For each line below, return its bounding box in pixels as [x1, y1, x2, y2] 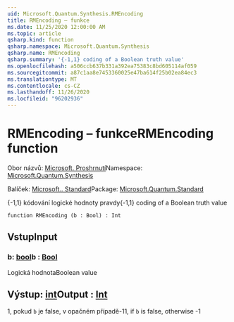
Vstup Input [7, 231, 58, 243]
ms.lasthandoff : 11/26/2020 [7, 89, 90, 96]
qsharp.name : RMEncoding [7, 50, 80, 57]
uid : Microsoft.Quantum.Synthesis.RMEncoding [7, 10, 143, 18]
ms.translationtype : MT [7, 75, 78, 83]
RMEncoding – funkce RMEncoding [7, 126, 214, 141]
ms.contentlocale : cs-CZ [7, 82, 80, 89]
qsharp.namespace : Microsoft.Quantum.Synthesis [7, 43, 150, 50]
